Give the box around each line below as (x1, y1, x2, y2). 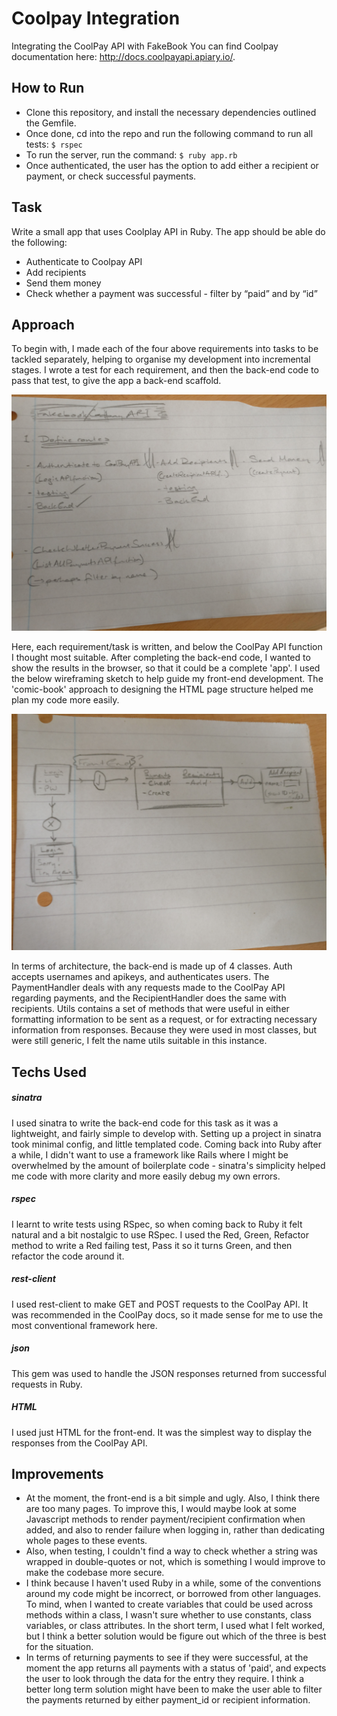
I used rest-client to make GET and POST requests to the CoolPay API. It (11, 1298, 309, 1310)
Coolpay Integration (11, 7, 181, 30)
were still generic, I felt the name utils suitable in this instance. (11, 1035, 268, 1047)
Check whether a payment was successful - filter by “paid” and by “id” (25, 287, 318, 299)
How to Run (11, 80, 85, 97)
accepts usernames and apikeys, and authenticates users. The (11, 971, 270, 983)
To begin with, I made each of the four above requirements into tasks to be (11, 343, 319, 355)
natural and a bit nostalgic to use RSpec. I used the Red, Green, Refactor (11, 1228, 309, 1241)
